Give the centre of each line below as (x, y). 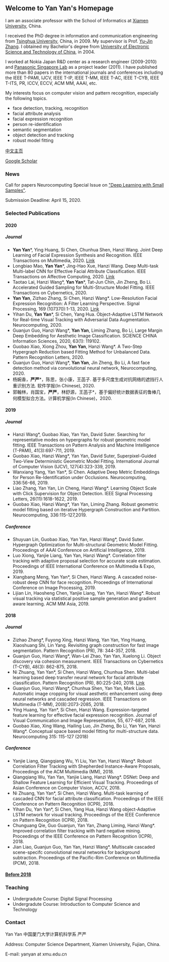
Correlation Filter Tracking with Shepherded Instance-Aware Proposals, (87, 766)
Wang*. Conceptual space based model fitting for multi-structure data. (86, 731)
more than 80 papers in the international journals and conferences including (84, 72)
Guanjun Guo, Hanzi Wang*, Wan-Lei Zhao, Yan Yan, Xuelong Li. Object (87, 656)
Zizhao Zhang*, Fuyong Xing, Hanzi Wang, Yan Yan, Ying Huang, (79, 640)
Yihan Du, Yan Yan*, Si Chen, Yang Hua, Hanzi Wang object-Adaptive (84, 809)
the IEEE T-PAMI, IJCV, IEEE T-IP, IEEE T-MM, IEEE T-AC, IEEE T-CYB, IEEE (82, 77)
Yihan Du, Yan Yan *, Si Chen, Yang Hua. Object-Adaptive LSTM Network (88, 314)
